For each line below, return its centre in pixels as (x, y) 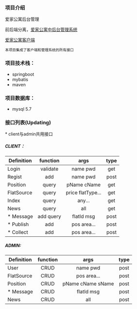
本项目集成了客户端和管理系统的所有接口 (39, 50)
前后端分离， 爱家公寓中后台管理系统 (41, 30)
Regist (15, 177)
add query (50, 216)
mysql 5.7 (22, 109)
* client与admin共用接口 (29, 134)
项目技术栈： (20, 63)
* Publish (18, 224)
